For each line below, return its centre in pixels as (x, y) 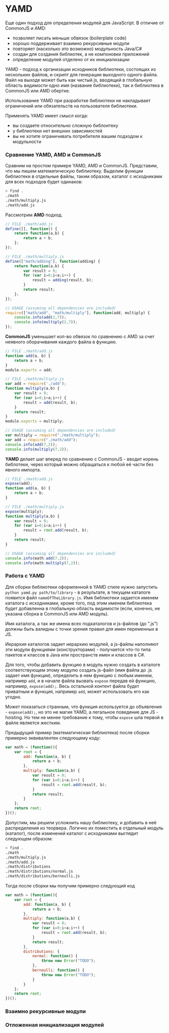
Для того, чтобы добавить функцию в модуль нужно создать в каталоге (83, 665)
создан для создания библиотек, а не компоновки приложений (81, 54)
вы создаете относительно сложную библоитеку (65, 125)
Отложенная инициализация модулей (55, 1025)
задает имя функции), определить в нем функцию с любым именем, (79, 675)
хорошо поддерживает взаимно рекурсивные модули (71, 43)
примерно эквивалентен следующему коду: (53, 738)
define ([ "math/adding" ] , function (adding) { (53, 261)
